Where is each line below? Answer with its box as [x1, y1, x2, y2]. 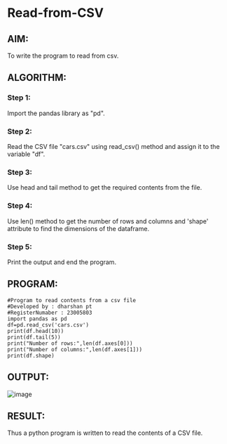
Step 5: [7, 242, 33, 252]
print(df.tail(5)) [7, 334, 61, 341]
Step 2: [7, 126, 33, 136]
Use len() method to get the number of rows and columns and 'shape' [7, 216, 209, 226]
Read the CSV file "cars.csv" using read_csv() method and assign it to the [7, 142, 220, 150]
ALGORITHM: [7, 72, 67, 84]
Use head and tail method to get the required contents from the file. [7, 183, 202, 192]
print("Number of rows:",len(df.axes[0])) [7, 339, 133, 347]
